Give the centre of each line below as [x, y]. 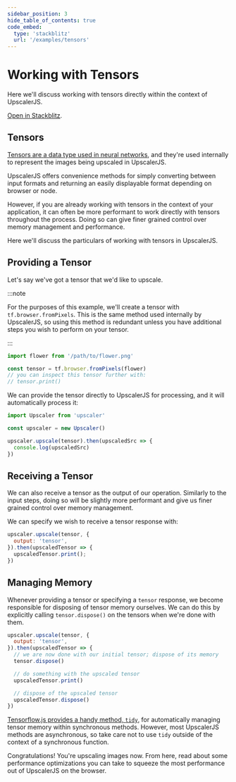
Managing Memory [50, 583]
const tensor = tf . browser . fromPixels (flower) [77, 368]
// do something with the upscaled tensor [77, 674]
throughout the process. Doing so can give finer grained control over [107, 219]
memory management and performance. [66, 227]
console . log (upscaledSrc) [52, 447]
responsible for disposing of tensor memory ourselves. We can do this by [114, 607]
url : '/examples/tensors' [52, 40]
